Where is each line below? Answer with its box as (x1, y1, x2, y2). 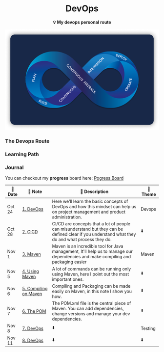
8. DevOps (22, 337, 44, 344)
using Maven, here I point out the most (52, 271, 129, 277)
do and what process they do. (52, 237, 112, 243)
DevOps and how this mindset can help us (52, 203, 137, 209)
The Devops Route (5, 137, 50, 144)
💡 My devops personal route (53, 19, 111, 25)
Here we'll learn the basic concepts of (52, 198, 128, 204)
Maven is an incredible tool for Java (52, 244, 123, 249)
